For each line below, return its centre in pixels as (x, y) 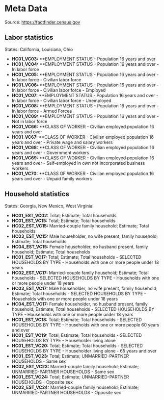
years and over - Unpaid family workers (52, 178)
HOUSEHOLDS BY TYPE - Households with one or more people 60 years (85, 325)
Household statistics (37, 194)
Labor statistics (29, 37)
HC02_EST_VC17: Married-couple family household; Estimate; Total (80, 273)
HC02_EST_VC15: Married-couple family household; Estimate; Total (80, 225)
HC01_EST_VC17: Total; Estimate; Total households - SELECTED (77, 257)
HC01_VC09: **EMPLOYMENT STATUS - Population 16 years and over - (85, 116)
